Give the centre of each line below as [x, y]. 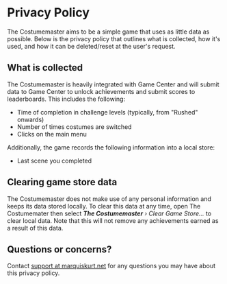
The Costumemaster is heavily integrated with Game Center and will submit [113, 84]
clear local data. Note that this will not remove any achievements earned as [113, 220]
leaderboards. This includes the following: [66, 99]
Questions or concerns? [59, 249]
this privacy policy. [34, 273]
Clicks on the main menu [52, 134]
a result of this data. [35, 228]
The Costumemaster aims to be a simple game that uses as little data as [108, 32]
